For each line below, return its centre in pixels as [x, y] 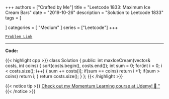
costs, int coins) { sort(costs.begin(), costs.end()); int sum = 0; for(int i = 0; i [84, 65]
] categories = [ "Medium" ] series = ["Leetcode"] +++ [62, 27]
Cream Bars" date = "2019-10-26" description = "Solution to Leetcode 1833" [84, 12]
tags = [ [13, 18]
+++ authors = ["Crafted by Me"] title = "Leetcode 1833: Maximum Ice [78, 7]
